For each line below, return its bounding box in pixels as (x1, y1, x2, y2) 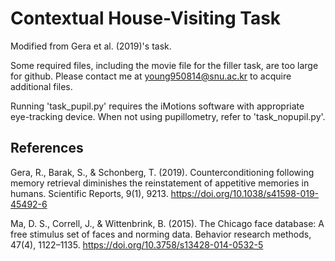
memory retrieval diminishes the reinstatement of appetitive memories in (10, 177, 310, 189)
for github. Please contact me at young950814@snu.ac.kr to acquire (10, 70, 292, 82)
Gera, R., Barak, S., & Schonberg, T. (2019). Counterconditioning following (10, 166, 315, 178)
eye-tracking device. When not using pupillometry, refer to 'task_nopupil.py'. (10, 110, 326, 122)
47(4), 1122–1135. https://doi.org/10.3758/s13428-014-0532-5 (10, 238, 264, 251)
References (10, 140, 84, 157)
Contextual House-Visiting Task (10, 7, 282, 30)
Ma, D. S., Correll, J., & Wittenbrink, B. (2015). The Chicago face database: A (10, 217, 325, 229)
